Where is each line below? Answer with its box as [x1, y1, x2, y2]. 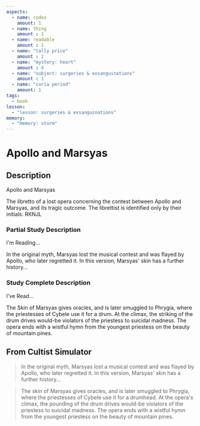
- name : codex [11, 14, 47, 20]
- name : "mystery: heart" [11, 59, 77, 65]
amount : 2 [17, 53, 44, 59]
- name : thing [11, 25, 47, 32]
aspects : [6, 8, 28, 15]
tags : [6, 93, 20, 99]
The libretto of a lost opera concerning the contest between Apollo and [6, 198, 181, 205]
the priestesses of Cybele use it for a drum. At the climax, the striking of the [6, 310, 193, 317]
